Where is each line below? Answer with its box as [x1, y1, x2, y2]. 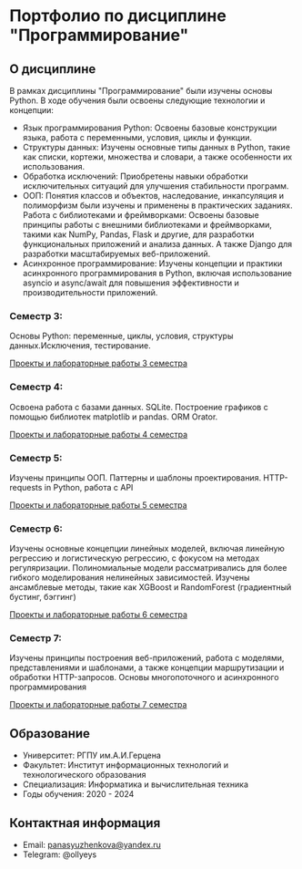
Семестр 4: [9, 380, 64, 393]
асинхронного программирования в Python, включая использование [22, 268, 293, 278]
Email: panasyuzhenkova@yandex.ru [22, 840, 162, 851]
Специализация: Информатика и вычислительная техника [22, 779, 248, 790]
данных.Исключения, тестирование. [9, 340, 152, 351]
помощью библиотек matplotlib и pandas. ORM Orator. [9, 411, 218, 422]
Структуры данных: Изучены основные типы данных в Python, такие [22, 142, 291, 152]
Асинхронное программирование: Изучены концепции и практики [22, 258, 283, 269]
